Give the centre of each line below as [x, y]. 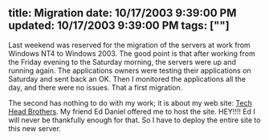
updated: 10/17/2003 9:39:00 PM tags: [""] [119, 26]
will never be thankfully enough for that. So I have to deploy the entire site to [134, 120]
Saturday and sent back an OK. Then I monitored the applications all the [127, 78]
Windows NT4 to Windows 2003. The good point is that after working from [132, 53]
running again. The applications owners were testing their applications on [130, 70]
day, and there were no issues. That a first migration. [96, 87]
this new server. [35, 128]
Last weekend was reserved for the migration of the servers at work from [129, 45]
